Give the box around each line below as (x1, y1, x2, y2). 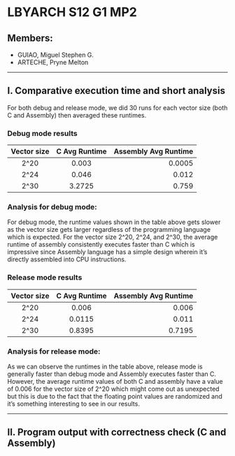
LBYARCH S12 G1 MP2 (7, 4, 138, 20)
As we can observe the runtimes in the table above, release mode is (7, 362, 203, 371)
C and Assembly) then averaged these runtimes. (7, 111, 147, 119)
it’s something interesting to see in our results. (7, 400, 140, 408)
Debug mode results (7, 128, 78, 138)
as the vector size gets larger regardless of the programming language (7, 226, 211, 234)
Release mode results (7, 272, 83, 282)
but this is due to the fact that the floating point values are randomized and (7, 392, 222, 400)
